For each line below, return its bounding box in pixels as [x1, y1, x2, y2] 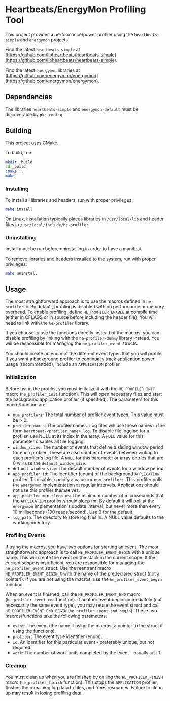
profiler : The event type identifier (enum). [12, 633, 103, 640]
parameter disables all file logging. [12, 438, 85, 444]
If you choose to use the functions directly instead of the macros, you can [5, 330, 160, 336]
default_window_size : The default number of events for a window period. [12, 465, 165, 471]
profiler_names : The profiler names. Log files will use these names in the [12, 422, 165, 428]
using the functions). [12, 628, 56, 634]
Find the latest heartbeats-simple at [5, 46, 80, 52]
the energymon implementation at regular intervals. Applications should [12, 482, 159, 488]
